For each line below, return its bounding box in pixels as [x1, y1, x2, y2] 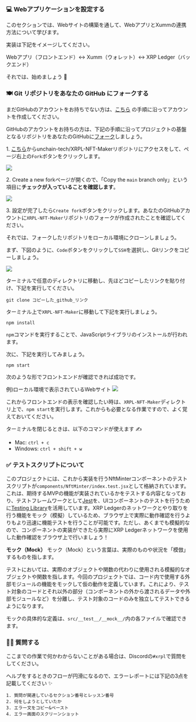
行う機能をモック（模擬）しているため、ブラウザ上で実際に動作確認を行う [6, 511, 185, 519]
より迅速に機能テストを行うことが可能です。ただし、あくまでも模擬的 [16, 519, 185, 526]
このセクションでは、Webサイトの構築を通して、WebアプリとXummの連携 [6, 22, 187, 29]
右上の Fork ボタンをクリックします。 [16, 152, 104, 159]
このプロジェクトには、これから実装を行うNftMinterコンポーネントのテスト [6, 475, 188, 482]
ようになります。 [6, 602, 47, 610]
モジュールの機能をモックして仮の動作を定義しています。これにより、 [11, 580, 179, 587]
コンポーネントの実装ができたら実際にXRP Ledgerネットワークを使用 [21, 526, 188, 533]
